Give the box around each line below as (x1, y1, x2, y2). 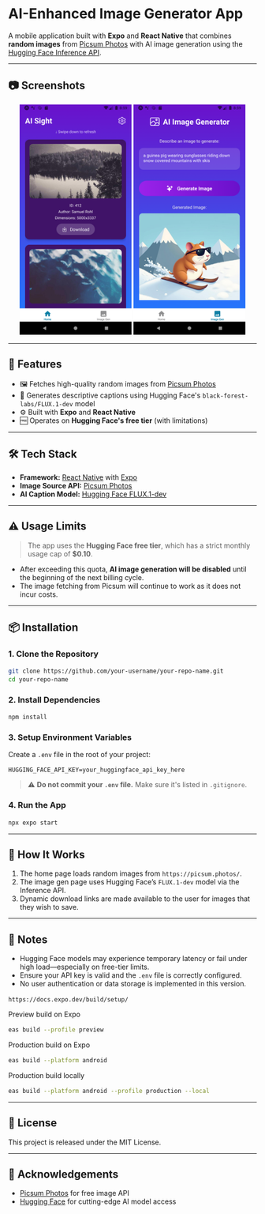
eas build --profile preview (8, 1026, 104, 1034)
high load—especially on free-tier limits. (19, 962, 150, 972)
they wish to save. (19, 903, 79, 912)
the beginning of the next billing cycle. (19, 572, 144, 582)
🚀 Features (8, 357, 62, 371)
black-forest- (202, 392, 248, 400)
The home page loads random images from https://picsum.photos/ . (19, 869, 242, 878)
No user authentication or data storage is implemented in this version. (19, 979, 247, 989)
